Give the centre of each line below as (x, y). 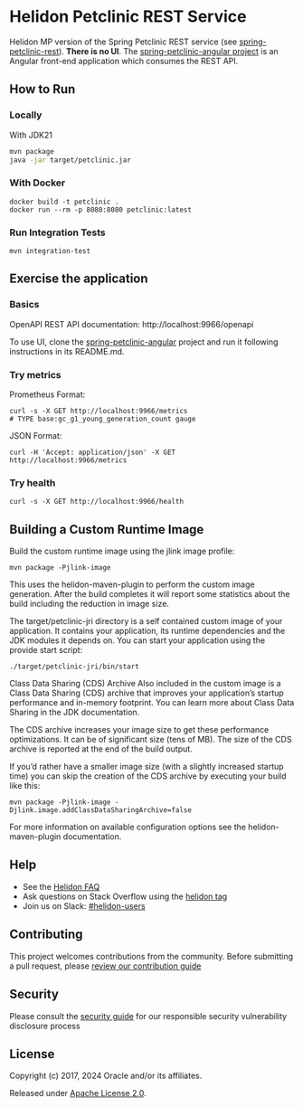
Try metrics (35, 374)
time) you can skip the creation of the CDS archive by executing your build (148, 776)
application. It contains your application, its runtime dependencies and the (147, 631)
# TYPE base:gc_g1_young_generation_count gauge (103, 419)
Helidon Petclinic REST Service (128, 17)
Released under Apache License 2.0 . (78, 1093)
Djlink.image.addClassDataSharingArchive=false (101, 810)
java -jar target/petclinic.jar (70, 160)
